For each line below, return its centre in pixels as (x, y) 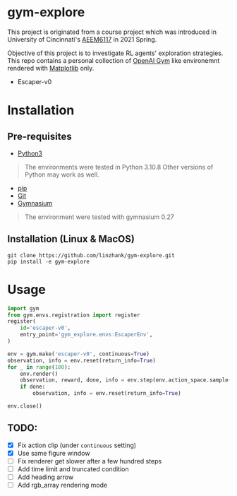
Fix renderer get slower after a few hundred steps (90, 461)
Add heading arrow (45, 477)
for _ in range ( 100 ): (39, 367)
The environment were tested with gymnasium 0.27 (99, 217)
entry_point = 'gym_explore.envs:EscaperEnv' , (86, 335)
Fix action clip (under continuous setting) (77, 445)
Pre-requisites (39, 136)
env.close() (25, 406)
